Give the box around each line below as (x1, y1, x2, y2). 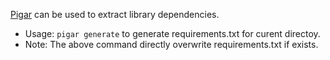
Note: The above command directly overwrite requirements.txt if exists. (24, 39, 319, 50)
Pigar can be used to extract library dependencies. (10, 9, 220, 20)
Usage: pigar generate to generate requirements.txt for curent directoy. (24, 28, 321, 39)
